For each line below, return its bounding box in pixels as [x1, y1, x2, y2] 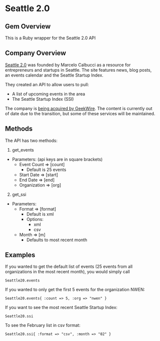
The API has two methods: [5, 138, 58, 143]
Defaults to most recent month [26, 237, 87, 243]
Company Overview [5, 49, 66, 57]
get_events [12, 147, 34, 153]
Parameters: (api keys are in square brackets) [12, 156, 103, 162]
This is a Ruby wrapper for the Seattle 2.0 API [5, 35, 96, 41]
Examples [5, 251, 35, 259]
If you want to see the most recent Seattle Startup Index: [5, 305, 117, 310]
